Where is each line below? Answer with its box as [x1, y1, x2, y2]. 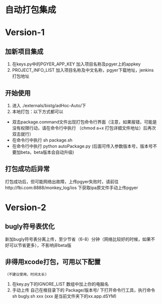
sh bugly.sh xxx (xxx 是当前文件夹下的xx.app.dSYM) [12, 293, 117, 299]
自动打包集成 [5, 4, 57, 16]
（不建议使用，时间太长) [5, 272, 47, 277]
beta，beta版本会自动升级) [20, 149, 74, 155]
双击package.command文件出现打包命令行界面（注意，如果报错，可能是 [12, 119, 157, 125]
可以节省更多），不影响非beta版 [9, 242, 72, 248]
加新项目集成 [5, 47, 44, 56]
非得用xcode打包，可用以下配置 [5, 258, 101, 266]
